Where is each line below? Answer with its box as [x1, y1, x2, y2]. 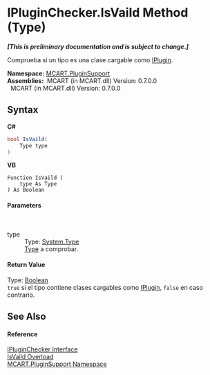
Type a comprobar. [24, 244, 79, 253]
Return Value [7, 261, 46, 269]
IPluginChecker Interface [7, 345, 78, 354]
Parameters [7, 201, 41, 209]
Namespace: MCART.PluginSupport [7, 69, 111, 77]
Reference [7, 330, 38, 338]
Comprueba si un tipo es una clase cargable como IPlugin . [7, 55, 173, 64]
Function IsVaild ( [7, 174, 64, 181]
